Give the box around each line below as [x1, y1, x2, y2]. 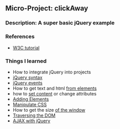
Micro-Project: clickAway [5, 4, 88, 13]
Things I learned [5, 57, 47, 64]
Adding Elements [12, 96, 49, 102]
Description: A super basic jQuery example [5, 19, 115, 27]
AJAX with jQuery [12, 117, 50, 124]
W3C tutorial [12, 44, 40, 50]
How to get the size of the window [12, 107, 86, 113]
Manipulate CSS [12, 101, 47, 108]
